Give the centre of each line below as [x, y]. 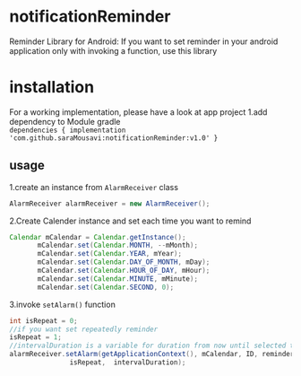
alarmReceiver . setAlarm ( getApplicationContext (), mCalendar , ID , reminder [152, 354]
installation [52, 87]
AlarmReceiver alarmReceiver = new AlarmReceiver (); [110, 204]
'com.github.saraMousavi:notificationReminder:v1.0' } [114, 138]
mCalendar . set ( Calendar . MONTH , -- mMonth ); [118, 245]
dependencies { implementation [68, 130]
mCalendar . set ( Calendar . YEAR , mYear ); [109, 254]
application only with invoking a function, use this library [113, 50]
